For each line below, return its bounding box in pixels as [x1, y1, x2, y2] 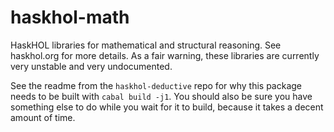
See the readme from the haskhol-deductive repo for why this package [10, 79, 303, 91]
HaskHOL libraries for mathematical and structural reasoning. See [10, 39, 282, 51]
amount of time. [10, 111, 76, 123]
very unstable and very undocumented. [10, 60, 173, 72]
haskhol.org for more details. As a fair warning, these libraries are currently [10, 49, 320, 61]
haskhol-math [10, 6, 130, 29]
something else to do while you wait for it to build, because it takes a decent [10, 101, 324, 113]
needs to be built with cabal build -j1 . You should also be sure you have [10, 90, 313, 102]
